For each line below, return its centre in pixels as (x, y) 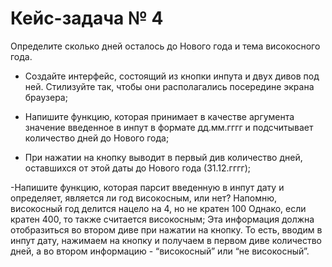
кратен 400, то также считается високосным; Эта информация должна (162, 219)
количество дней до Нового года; (97, 138)
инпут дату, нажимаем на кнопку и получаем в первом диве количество (166, 240)
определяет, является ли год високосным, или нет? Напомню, (144, 198)
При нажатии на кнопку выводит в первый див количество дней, (163, 157)
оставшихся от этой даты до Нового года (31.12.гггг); (138, 168)
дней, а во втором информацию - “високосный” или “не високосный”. (160, 251)
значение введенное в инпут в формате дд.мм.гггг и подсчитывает (169, 127)
